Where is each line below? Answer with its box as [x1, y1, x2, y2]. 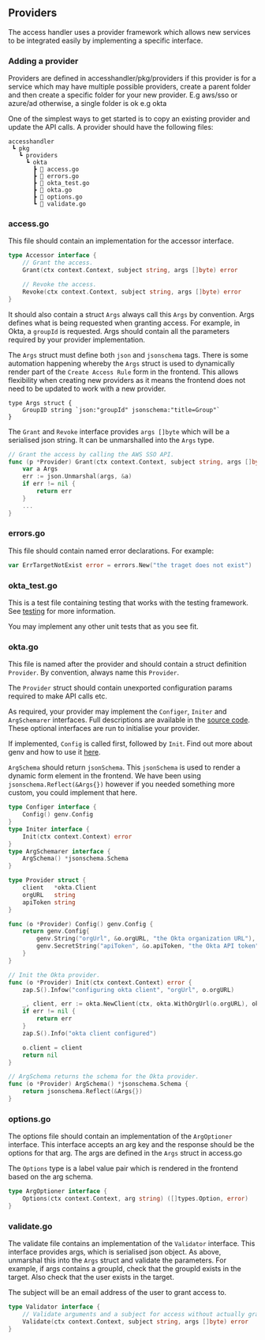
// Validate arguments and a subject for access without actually [22, 1311, 245, 1319]
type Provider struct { [8, 876, 87, 884]
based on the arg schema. [8, 1172, 93, 1182]
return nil [22, 1051, 58, 1059]
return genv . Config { [22, 927, 90, 936]
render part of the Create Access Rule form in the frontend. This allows [8, 367, 239, 377]
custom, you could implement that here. [8, 788, 138, 797]
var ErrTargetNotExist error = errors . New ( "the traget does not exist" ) [8, 561, 252, 569]
